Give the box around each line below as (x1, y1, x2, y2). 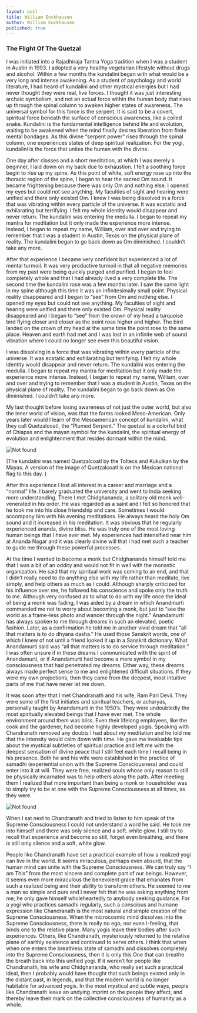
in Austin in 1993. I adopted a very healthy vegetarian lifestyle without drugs (6, 64, 190, 71)
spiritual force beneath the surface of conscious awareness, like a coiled (6, 114, 182, 121)
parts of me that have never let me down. (6, 680, 106, 687)
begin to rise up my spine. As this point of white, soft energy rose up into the (6, 169, 192, 176)
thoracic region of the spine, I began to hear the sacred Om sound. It (6, 175, 172, 182)
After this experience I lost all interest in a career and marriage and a (6, 481, 172, 488)
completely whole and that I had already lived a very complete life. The (6, 274, 178, 281)
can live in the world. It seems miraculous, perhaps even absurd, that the (6, 857, 182, 864)
